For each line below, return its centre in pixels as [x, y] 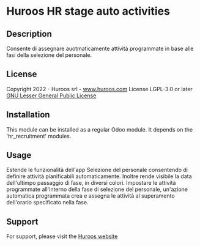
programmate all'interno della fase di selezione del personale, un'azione [97, 189]
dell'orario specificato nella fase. [47, 203]
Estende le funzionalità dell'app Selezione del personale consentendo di [97, 170]
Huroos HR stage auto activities [88, 11]
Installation [28, 115]
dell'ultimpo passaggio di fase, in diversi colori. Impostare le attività [91, 183]
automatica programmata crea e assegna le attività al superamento [91, 196]
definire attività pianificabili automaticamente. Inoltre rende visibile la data [99, 176]
